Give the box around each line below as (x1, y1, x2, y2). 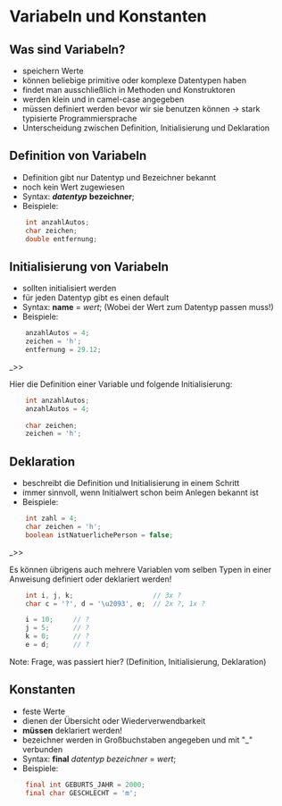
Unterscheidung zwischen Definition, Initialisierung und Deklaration (21, 122, 270, 133)
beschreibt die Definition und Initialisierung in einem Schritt (21, 478, 240, 489)
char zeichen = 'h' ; (25, 522, 102, 531)
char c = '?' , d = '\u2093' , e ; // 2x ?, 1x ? (25, 599, 205, 609)
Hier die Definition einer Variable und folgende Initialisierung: (9, 378, 233, 390)
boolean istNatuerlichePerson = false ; (25, 530, 174, 540)
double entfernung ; (25, 234, 98, 243)
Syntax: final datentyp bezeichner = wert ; (21, 753, 177, 764)
